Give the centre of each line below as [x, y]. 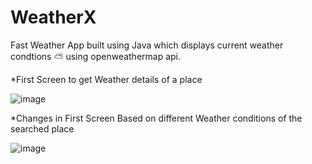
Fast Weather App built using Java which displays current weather [147, 45]
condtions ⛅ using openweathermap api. [96, 56]
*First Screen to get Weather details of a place [106, 79]
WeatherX [53, 17]
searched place [42, 128]
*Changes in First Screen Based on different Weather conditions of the [156, 118]
